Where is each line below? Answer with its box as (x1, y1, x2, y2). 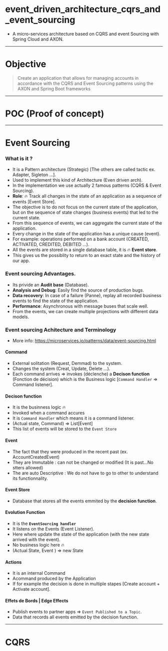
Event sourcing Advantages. (5, 270, 76, 277)
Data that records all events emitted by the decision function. (12, 614, 138, 620)
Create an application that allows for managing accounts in (17, 75, 139, 81)
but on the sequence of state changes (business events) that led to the (12, 209, 158, 215)
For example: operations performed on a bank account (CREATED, (12, 236, 149, 242)
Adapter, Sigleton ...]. (12, 172, 56, 178)
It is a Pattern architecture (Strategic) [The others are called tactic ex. (12, 167, 155, 173)
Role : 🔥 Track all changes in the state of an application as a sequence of (12, 193, 162, 199)
